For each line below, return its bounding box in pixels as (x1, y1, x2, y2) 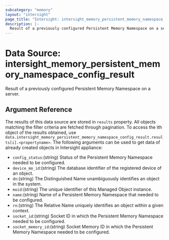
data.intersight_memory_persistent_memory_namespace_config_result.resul (5, 135, 163, 140)
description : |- (5, 21, 39, 27)
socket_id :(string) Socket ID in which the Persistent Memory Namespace (12, 213, 163, 219)
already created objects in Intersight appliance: (5, 144, 103, 151)
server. (5, 91, 20, 97)
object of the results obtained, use (5, 129, 76, 136)
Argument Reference (5, 105, 72, 114)
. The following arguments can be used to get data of (50, 139, 160, 145)
